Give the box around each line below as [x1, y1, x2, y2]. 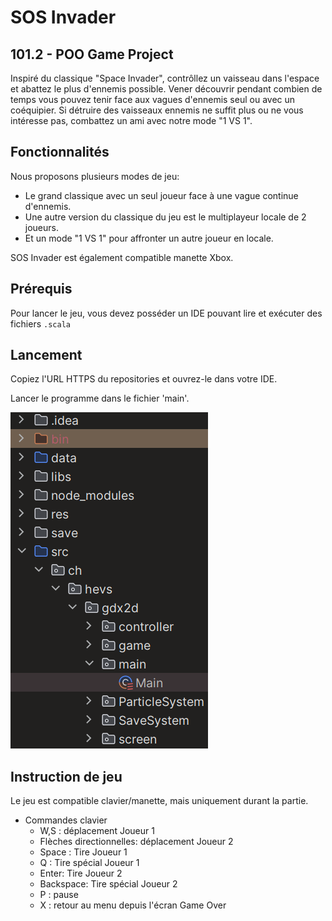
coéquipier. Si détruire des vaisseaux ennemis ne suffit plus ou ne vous [10, 104, 304, 116]
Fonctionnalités [10, 144, 110, 161]
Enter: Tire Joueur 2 [39, 867, 123, 880]
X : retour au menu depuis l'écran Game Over [39, 899, 227, 911]
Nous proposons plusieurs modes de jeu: [10, 170, 180, 182]
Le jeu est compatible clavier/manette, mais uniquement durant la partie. [10, 795, 309, 807]
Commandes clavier [24, 814, 108, 826]
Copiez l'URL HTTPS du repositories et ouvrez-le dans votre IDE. [10, 373, 278, 385]
